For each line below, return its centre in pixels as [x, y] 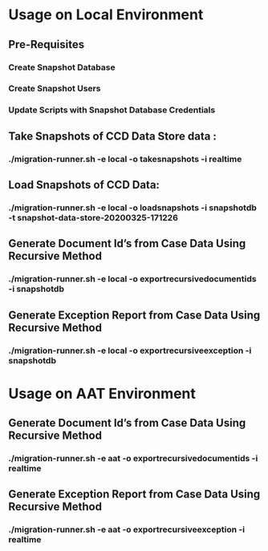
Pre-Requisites [47, 45]
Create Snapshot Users [55, 88]
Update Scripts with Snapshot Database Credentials [112, 110]
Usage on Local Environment [106, 15]
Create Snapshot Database [62, 67]
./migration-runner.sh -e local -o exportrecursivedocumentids [132, 279]
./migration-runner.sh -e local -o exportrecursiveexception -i [130, 350]
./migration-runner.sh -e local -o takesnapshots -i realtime [125, 159]
